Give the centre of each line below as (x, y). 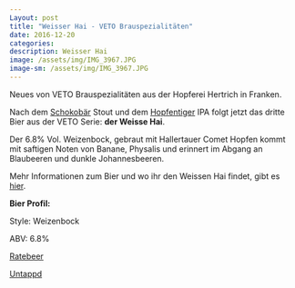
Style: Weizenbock (45, 221)
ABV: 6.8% (30, 238)
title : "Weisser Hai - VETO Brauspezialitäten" (102, 26)
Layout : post (34, 18)
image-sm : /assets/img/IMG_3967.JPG (79, 69)
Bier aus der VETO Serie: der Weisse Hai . (87, 121)
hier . (18, 185)
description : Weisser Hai (58, 52)
